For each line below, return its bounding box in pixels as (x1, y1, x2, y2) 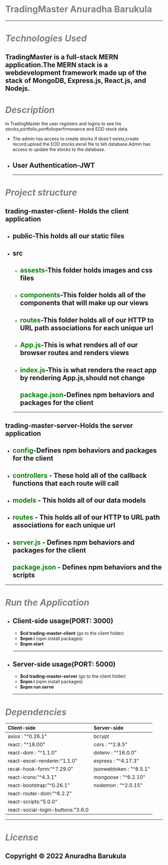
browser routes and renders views (19, 349, 129, 357)
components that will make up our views (19, 299, 149, 307)
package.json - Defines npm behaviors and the (12, 563, 162, 572)
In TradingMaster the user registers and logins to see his (5, 121, 121, 127)
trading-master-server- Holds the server (5, 421, 133, 430)
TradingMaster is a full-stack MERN (5, 53, 118, 61)
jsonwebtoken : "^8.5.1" (93, 766, 150, 773)
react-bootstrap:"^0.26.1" (7, 782, 70, 789)
